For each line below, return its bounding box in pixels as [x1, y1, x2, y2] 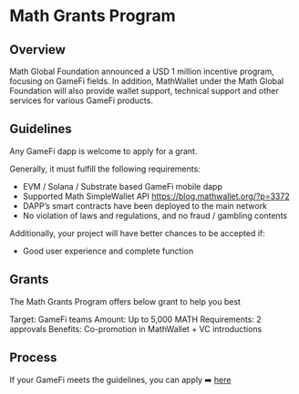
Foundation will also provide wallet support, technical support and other [9, 86, 280, 96]
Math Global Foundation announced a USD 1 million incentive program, [9, 66, 275, 77]
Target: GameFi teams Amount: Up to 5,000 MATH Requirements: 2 [9, 314, 262, 325]
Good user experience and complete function [22, 245, 194, 256]
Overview [9, 42, 67, 57]
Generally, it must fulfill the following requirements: [9, 163, 201, 174]
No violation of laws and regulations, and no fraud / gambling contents [22, 210, 288, 221]
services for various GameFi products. [9, 95, 153, 106]
